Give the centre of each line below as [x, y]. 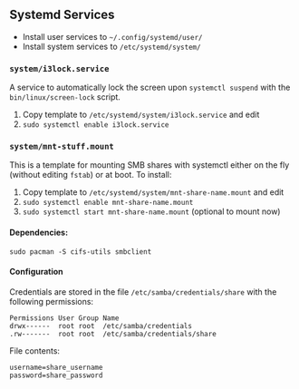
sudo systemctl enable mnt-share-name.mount [108, 203]
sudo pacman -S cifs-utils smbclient [81, 252]
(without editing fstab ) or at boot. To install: [91, 175]
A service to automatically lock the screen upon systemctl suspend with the [150, 88]
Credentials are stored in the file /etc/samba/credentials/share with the [143, 292]
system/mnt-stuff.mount [62, 147]
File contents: [35, 350]
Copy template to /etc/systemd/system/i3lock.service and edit [141, 115]
